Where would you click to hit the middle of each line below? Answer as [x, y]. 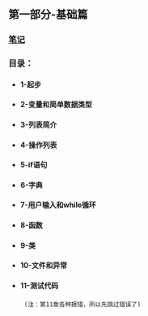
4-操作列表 [38, 145]
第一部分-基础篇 [48, 15]
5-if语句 [34, 165]
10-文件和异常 [43, 266]
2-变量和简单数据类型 [56, 105]
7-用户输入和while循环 [58, 205]
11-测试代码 [39, 285]
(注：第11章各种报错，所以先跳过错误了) [82, 305]
